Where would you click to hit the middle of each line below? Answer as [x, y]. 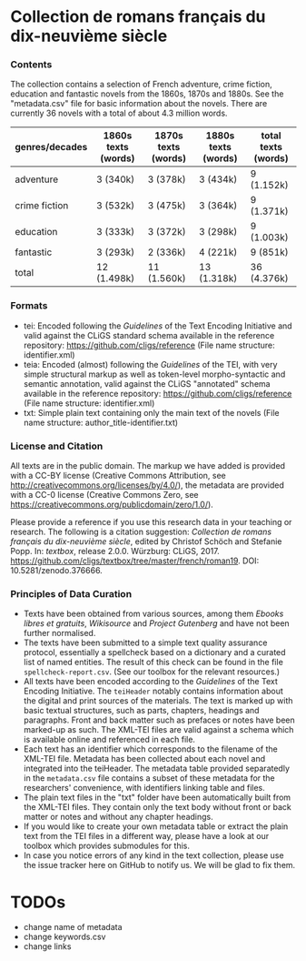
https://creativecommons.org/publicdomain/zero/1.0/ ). [112, 505]
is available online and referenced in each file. [109, 740]
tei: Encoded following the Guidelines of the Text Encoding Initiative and [158, 326]
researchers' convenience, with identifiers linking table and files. [144, 788]
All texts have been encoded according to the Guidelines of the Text [150, 682]
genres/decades [51, 147]
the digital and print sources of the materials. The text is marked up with [158, 701]
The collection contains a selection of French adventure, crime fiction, [141, 85]
